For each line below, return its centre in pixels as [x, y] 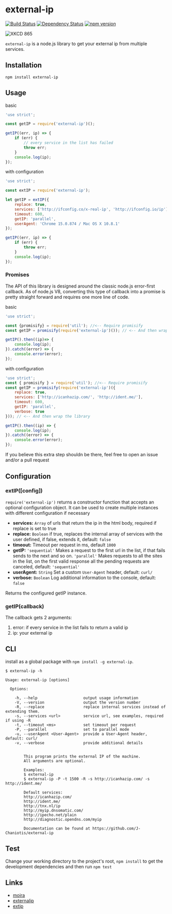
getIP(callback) [25, 606]
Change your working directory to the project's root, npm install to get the [84, 861]
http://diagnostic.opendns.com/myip [63, 819]
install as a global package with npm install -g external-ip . [70, 661]
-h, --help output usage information [77, 698]
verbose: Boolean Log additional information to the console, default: [84, 578]
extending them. [23, 711]
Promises [17, 275]
